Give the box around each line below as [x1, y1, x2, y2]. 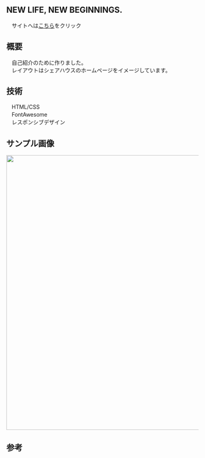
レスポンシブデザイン [11, 118, 65, 126]
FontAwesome [11, 111, 48, 118]
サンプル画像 [6, 138, 55, 148]
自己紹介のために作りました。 [11, 59, 87, 66]
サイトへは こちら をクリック [11, 21, 81, 29]
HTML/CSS [11, 103, 40, 111]
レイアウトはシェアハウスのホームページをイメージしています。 [11, 67, 171, 74]
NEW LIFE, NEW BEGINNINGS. [6, 5, 123, 15]
